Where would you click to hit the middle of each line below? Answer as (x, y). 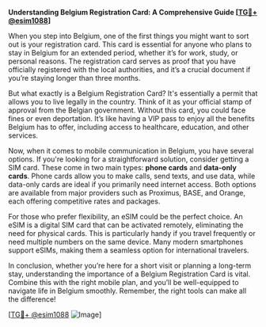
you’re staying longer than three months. (74, 78)
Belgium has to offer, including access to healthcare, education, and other (129, 127)
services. (23, 135)
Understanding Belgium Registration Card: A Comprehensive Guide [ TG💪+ (133, 12)
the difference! (32, 299)
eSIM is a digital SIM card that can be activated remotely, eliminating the (126, 225)
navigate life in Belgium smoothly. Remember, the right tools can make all (127, 291)
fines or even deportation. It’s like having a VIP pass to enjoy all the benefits (131, 118)
